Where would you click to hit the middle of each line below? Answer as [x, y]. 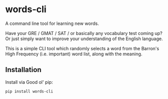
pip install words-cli [29, 91]
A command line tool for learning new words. [52, 23]
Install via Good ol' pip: [29, 82]
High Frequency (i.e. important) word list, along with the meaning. [74, 54]
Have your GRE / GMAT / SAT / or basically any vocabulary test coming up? [84, 33]
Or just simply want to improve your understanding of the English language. [84, 39]
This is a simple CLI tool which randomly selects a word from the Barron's [82, 48]
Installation [23, 70]
